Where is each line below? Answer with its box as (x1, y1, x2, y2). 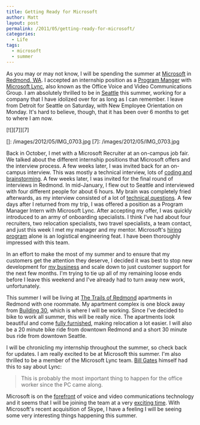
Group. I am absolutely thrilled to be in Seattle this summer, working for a (6, 89, 186, 96)
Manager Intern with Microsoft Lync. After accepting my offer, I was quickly (6, 206, 192, 214)
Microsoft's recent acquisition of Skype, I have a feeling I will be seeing (6, 405, 182, 412)
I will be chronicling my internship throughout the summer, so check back (6, 343, 187, 351)
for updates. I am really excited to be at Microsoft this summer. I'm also (6, 350, 181, 357)
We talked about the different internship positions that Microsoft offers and (6, 155, 190, 163)
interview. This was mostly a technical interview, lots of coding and (27, 169, 193, 176)
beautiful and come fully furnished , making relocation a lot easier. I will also (6, 319, 192, 327)
